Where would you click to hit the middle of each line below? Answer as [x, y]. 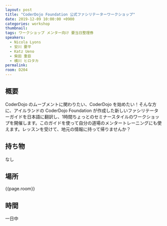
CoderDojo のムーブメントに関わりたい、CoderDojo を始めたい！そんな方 [81, 104]
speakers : [15, 38]
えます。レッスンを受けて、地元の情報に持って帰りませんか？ [68, 129]
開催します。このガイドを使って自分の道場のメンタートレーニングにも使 [88, 123]
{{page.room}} [20, 189]
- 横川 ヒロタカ [24, 61]
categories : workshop [28, 24]
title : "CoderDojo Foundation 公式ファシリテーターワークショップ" [70, 14]
